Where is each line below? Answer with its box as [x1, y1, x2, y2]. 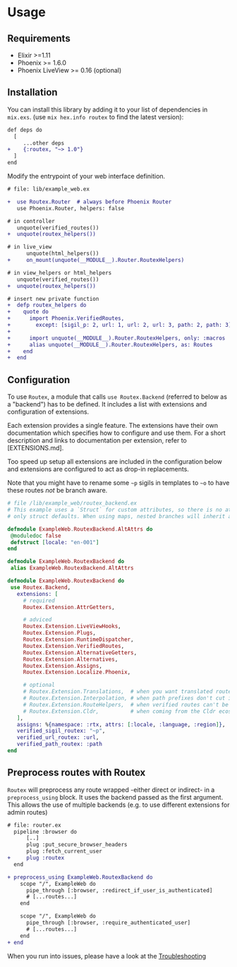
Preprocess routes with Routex [7, 767, 146, 779]
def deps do [7, 126, 42, 133]
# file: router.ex [7, 822, 61, 829]
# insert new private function [7, 295, 99, 302]
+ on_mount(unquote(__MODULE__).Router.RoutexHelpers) [7, 257, 185, 264]
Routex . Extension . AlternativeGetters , [23, 649, 138, 656]
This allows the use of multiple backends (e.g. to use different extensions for [7, 800, 230, 809]
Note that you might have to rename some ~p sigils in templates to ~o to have [7, 479, 230, 487]
